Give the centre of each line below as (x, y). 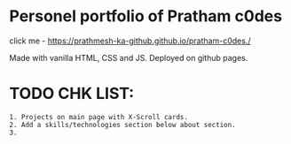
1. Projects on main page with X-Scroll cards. (99, 117)
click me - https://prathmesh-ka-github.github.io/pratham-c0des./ (130, 41)
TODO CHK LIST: (72, 94)
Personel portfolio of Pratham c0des (145, 16)
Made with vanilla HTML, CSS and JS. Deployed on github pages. (129, 57)
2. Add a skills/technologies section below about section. (123, 125)
